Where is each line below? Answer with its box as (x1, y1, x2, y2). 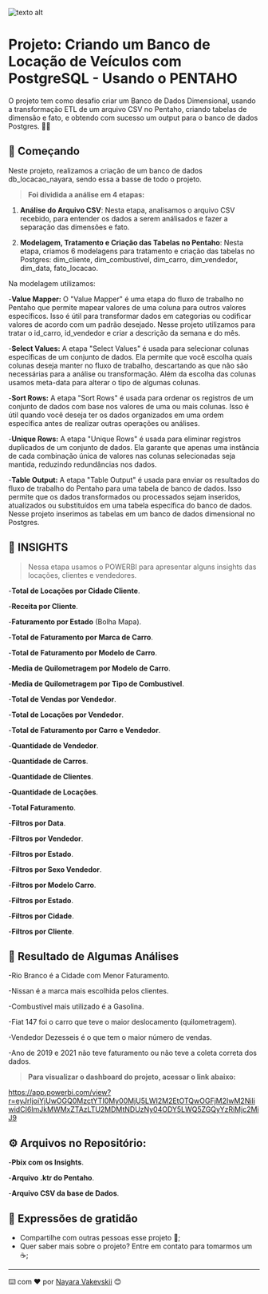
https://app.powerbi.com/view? (8, 1088, 112, 1097)
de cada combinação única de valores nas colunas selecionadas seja (8, 451, 236, 460)
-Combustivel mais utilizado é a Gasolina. (8, 1001, 144, 1011)
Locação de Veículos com (8, 53, 182, 71)
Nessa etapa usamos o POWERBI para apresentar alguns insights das (27, 562, 257, 571)
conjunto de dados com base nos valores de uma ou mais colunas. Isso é (8, 401, 250, 411)
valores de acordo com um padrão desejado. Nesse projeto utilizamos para (8, 320, 256, 329)
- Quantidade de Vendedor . (8, 740, 99, 751)
